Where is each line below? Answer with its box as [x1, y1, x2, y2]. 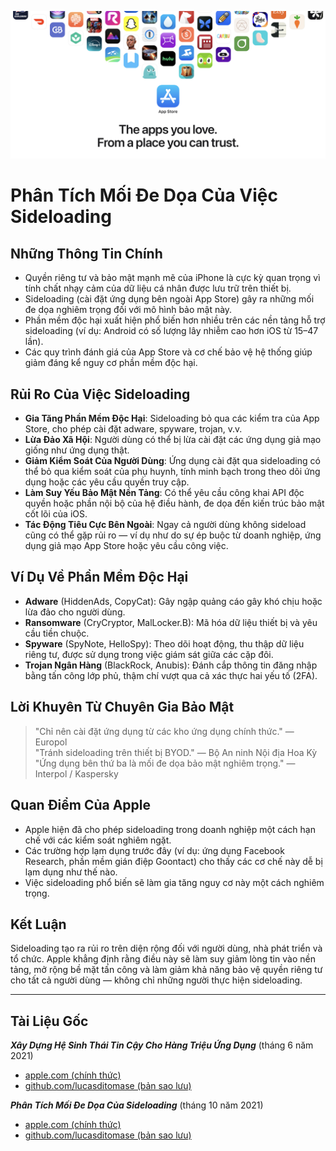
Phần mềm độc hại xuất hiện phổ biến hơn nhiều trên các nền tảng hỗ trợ [24, 314, 326, 326]
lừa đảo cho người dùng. [24, 606, 126, 618]
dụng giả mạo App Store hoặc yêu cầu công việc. [24, 540, 229, 552]
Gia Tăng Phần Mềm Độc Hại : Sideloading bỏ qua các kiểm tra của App [24, 412, 320, 425]
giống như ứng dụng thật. [24, 444, 130, 456]
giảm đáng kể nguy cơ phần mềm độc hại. [24, 357, 198, 369]
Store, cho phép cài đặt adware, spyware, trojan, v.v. [24, 423, 243, 435]
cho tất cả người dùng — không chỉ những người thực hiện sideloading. [10, 974, 303, 986]
